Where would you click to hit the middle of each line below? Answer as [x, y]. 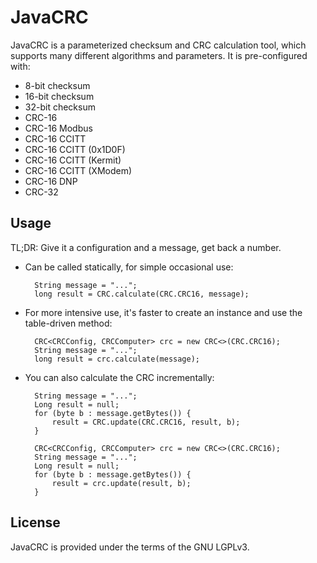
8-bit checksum [57, 85]
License [35, 522]
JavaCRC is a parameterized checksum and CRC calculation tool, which [158, 45]
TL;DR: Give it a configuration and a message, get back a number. [146, 247]
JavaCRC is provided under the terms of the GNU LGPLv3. [130, 547]
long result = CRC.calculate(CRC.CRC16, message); [142, 294]
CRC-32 [41, 192]
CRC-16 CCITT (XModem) [78, 170]
